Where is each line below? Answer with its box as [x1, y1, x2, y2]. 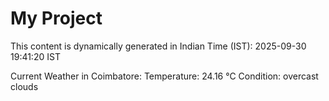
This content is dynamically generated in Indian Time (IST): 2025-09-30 [10, 40, 307, 52]
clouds [10, 80, 39, 92]
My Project [10, 7, 103, 30]
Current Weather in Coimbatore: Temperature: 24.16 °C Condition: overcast [10, 70, 319, 82]
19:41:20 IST [10, 50, 61, 62]
